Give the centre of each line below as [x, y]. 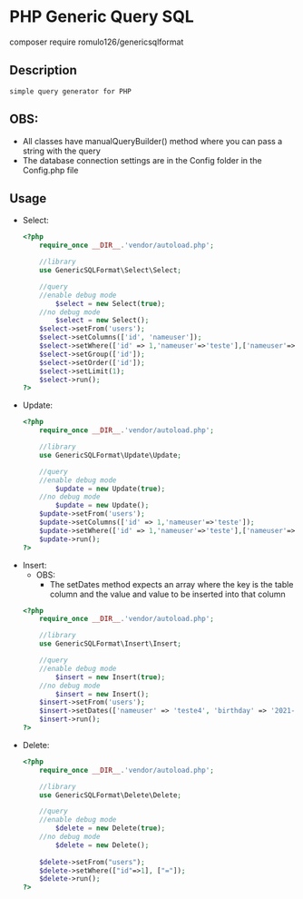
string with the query [62, 151]
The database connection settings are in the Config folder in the [142, 160]
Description [43, 70]
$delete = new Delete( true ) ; [111, 828]
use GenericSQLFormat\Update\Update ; [111, 455]
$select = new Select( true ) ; [111, 303]
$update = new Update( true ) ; [111, 489]
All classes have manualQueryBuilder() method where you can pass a [152, 141]
